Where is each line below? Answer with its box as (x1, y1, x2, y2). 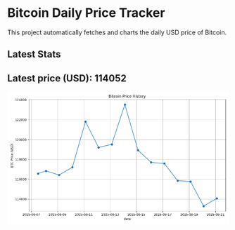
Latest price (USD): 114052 (7, 72, 127, 84)
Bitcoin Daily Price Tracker (7, 5, 165, 21)
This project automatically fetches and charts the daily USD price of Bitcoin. (7, 28, 227, 36)
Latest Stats (7, 48, 61, 60)
